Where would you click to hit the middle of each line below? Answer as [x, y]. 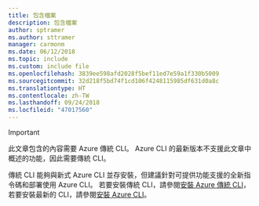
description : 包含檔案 [43, 23]
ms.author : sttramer [42, 37]
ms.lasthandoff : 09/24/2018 [54, 103]
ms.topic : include [38, 60]
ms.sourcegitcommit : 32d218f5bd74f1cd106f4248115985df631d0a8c [114, 81]
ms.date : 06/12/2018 [42, 52]
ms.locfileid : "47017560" [50, 110]
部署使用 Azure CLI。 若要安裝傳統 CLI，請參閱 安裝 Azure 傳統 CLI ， [140, 184]
